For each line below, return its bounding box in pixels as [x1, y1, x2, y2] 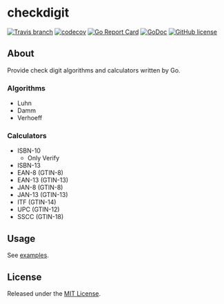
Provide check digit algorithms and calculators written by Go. [7, 66, 181, 74]
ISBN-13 [17, 161, 41, 170]
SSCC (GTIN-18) [17, 213, 64, 221]
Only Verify [27, 154, 60, 162]
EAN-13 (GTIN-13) [17, 176, 69, 184]
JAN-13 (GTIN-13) [17, 191, 68, 199]
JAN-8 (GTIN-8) [17, 183, 63, 191]
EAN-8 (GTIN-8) [17, 169, 64, 177]
